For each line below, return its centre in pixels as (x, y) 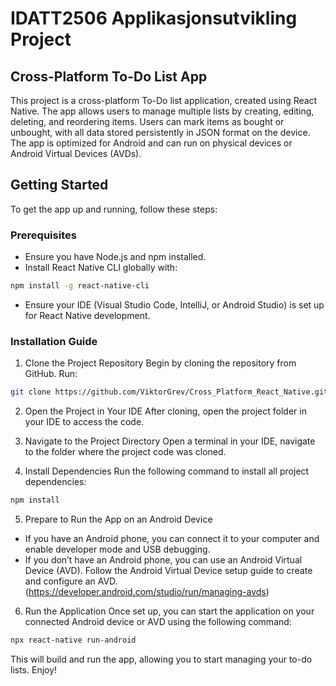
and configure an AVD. (71, 581)
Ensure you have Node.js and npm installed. (115, 257)
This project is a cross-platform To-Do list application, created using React (164, 100)
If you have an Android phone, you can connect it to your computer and (172, 539)
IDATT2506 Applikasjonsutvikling (154, 18)
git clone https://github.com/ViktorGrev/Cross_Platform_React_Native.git (169, 392)
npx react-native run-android (73, 640)
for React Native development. (87, 315)
